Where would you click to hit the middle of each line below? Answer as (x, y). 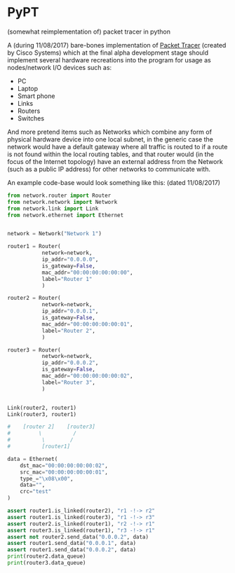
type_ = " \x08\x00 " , (47, 478)
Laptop (28, 88)
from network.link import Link (53, 208)
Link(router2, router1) (42, 408)
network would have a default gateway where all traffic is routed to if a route (117, 146)
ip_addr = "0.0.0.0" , (70, 260)
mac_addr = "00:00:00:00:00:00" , (87, 272)
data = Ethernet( (33, 459)
